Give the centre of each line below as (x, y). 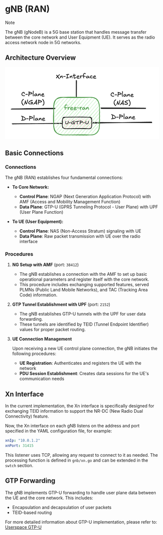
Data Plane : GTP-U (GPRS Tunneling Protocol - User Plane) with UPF (89, 207)
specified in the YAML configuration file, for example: (59, 431)
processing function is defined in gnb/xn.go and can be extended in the (77, 460)
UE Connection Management (42, 339)
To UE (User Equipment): (38, 222)
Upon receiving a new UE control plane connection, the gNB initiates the (85, 349)
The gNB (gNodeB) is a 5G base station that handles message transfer (76, 32)
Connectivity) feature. (27, 416)
